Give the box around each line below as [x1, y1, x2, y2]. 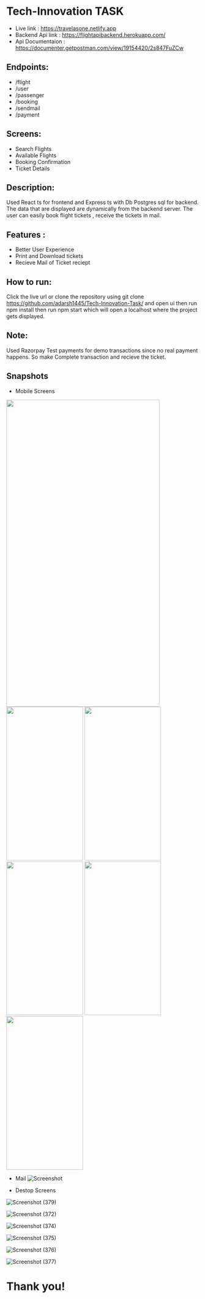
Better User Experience [15, 246, 75, 253]
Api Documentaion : [15, 37, 65, 45]
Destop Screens [15, 1187, 56, 1194]
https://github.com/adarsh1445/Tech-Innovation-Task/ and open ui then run [6, 300, 198, 306]
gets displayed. [6, 313, 45, 320]
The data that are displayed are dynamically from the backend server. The [6, 205, 193, 213]
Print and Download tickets [15, 252, 84, 260]
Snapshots [6, 371, 49, 381]
